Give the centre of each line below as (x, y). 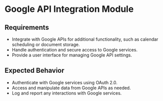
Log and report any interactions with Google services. (67, 93)
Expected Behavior (35, 71)
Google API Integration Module (69, 9)
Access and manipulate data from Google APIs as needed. (71, 88)
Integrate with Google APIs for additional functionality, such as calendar (85, 39)
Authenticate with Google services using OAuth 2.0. (64, 82)
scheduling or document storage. (46, 45)
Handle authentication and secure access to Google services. (75, 50)
